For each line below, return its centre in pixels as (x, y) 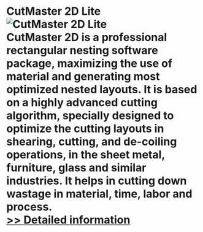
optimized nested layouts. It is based (102, 90)
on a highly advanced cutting (82, 103)
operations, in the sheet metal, (86, 155)
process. (29, 207)
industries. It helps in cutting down (97, 181)
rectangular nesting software (82, 51)
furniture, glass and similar (76, 168)
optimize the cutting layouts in (85, 129)
